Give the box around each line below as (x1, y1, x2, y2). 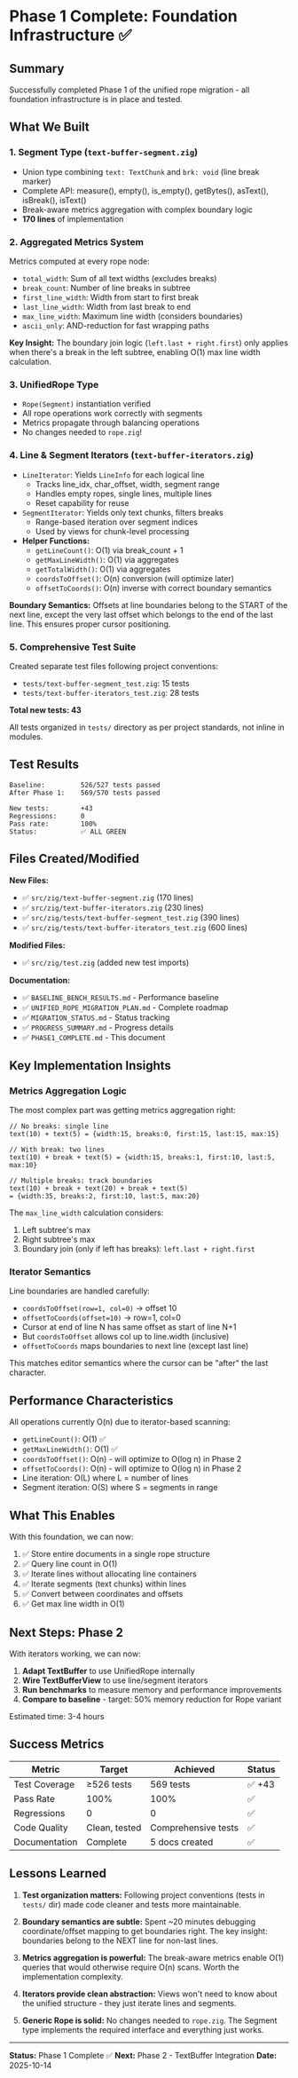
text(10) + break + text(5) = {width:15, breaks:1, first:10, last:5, (9, 1153, 276, 1162)
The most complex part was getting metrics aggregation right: (9, 1105, 237, 1116)
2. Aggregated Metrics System (9, 235, 145, 248)
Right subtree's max (21, 1234, 96, 1244)
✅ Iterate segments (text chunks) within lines (21, 1578, 187, 1590)
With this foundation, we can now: (9, 1531, 134, 1542)
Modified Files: (9, 939, 66, 951)
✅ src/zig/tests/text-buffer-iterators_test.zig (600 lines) (21, 921, 248, 933)
